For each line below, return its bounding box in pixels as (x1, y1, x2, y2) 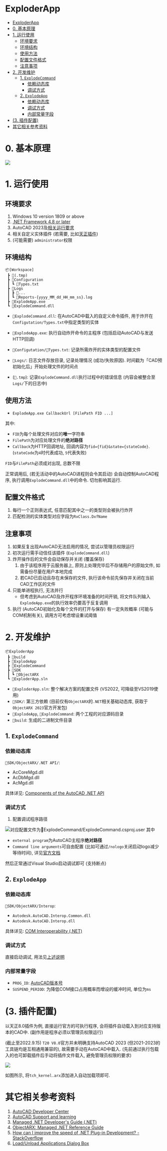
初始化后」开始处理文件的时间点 (12, 363, 78, 370)
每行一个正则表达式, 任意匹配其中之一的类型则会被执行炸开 (12, 507, 133, 513)
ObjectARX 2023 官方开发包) (12, 705, 68, 711)
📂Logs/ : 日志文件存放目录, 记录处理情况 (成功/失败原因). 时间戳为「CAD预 (12, 357, 163, 363)
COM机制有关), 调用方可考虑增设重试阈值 (12, 612, 97, 618)
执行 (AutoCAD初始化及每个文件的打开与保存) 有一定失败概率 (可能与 (12, 606, 154, 612)
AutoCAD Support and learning (12, 1114, 76, 1120)
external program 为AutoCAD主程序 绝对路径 (12, 837, 102, 843)
